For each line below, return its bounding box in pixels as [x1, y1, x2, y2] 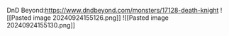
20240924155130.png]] [6, 21, 76, 29]
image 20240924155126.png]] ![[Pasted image [33, 13, 169, 22]
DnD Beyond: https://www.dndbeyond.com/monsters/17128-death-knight [6, 6, 219, 14]
